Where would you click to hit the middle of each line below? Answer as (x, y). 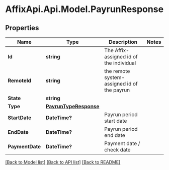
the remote (117, 71)
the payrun (117, 90)
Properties (22, 28)
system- (114, 77)
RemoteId (20, 80)
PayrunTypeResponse (72, 106)
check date (117, 150)
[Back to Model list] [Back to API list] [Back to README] (63, 162)
